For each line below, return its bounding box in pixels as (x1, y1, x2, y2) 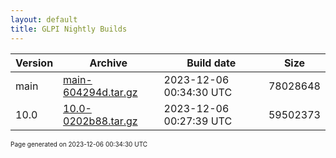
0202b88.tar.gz (63, 114, 138, 128)
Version (15, 56, 54, 70)
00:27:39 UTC (163, 114, 233, 128)
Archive (89, 56, 128, 70)
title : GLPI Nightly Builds (10, 24, 128, 34)
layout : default (10, 14, 78, 25)
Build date (186, 56, 237, 70)
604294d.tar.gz (63, 85, 138, 99)
